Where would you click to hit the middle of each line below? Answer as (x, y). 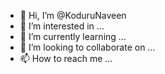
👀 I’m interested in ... (62, 26)
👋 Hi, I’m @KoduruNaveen (73, 15)
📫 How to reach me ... (66, 58)
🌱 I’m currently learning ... (73, 36)
